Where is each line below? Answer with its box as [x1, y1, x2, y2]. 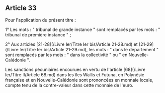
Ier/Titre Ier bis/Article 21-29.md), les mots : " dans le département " [19, 46, 159, 52]
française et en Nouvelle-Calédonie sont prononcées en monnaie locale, [5, 77, 154, 83]
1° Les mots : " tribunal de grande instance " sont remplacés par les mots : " [5, 27, 161, 32]
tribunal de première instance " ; [5, 31, 71, 37]
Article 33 [5, 4, 37, 12]
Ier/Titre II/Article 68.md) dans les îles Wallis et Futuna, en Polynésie [5, 71, 145, 78]
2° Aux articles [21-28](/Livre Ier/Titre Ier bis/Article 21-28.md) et [5, 41, 138, 47]
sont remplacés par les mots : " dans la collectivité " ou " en [5, 52, 128, 58]
